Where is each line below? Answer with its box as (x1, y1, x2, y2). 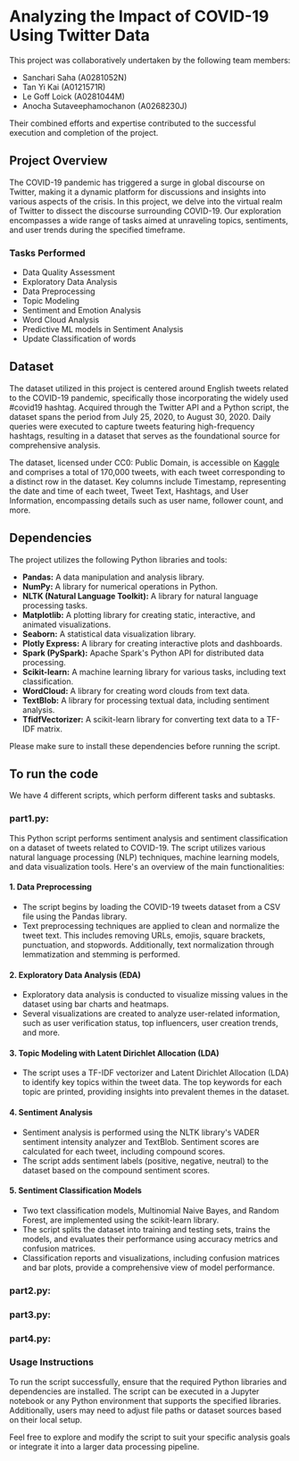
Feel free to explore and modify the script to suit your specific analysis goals (9, 1432, 291, 1442)
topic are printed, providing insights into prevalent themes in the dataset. (21, 1087, 290, 1098)
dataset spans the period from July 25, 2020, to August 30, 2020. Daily (9, 411, 271, 422)
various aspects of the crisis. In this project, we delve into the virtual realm (9, 196, 283, 206)
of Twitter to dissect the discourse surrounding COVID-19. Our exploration (9, 205, 281, 216)
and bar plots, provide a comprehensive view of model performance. (21, 1262, 275, 1273)
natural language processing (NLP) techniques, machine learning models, (9, 851, 279, 863)
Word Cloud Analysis (21, 314, 100, 325)
